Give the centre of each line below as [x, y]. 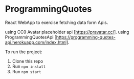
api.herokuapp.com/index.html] [37, 42]
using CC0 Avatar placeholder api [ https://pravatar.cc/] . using [67, 32]
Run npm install [29, 66]
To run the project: [24, 52]
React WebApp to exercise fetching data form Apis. [57, 22]
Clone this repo [27, 61]
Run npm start [27, 71]
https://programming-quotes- [86, 37]
